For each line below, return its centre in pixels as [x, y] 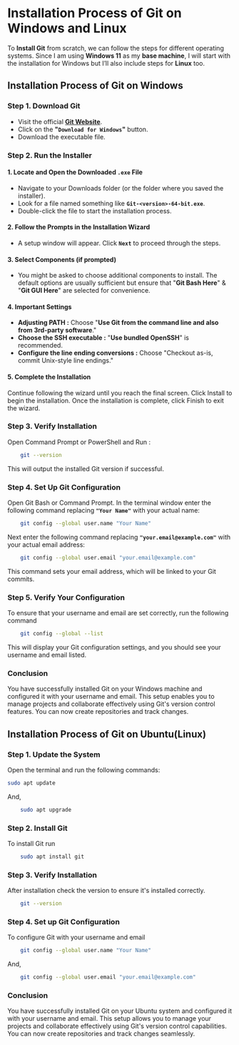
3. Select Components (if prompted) [62, 259]
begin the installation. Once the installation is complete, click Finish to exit [116, 400]
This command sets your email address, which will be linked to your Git [112, 571]
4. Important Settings [40, 307]
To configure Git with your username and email [76, 937]
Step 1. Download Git [44, 106]
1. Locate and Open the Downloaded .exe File [75, 172]
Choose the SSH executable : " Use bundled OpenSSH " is [103, 338]
